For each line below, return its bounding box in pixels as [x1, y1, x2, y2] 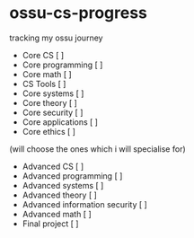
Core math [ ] [22, 68, 72, 79]
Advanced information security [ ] [22, 198, 148, 209]
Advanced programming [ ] [22, 170, 123, 181]
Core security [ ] [22, 107, 84, 118]
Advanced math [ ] [22, 208, 92, 219]
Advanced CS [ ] [22, 161, 84, 172]
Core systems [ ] [22, 88, 84, 99]
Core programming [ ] [22, 59, 103, 70]
